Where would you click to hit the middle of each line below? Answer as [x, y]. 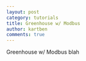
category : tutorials [33, 18]
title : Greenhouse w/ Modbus [43, 23]
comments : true [26, 35]
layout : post [23, 12]
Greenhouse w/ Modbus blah [43, 52]
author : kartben [27, 29]
